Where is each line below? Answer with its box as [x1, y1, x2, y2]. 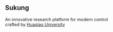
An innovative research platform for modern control [5, 16, 108, 22]
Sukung [5, 4, 29, 12]
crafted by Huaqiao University [5, 21, 65, 27]
